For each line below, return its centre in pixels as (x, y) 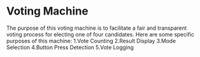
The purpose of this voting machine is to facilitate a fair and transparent (97, 28)
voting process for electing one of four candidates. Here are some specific (100, 34)
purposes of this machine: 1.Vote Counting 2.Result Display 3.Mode (91, 41)
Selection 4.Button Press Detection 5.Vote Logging (70, 47)
